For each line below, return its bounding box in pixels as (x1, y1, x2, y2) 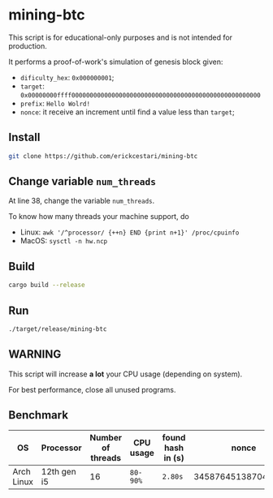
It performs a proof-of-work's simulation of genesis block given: (8, 57, 223, 67)
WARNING (8, 347, 62, 362)
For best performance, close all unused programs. (8, 384, 176, 394)
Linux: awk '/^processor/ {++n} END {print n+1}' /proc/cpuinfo (19, 227, 240, 237)
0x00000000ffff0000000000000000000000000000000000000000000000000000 (19, 91, 262, 99)
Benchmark (8, 408, 69, 423)
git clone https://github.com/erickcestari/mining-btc (8, 152, 198, 160)
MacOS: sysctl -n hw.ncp (19, 236, 108, 246)
